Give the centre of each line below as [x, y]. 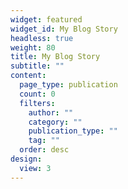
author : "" [51, 112]
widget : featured [46, 19]
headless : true [42, 38]
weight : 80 [33, 47]
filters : [37, 103]
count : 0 [37, 94]
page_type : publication [68, 85]
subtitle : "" [37, 66]
